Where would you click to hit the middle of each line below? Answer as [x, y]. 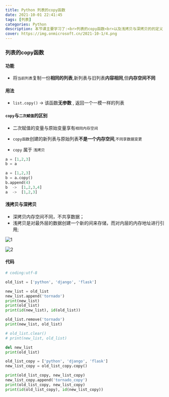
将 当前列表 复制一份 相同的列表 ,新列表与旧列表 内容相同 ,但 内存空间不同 [84, 78]
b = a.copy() [19, 178]
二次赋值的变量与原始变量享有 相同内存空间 [55, 128]
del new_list [19, 348]
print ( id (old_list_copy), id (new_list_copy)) [54, 389]
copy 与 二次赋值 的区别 [26, 115]
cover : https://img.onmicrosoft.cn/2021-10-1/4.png [61, 34]
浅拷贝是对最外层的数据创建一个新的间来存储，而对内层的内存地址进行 [86, 223]
